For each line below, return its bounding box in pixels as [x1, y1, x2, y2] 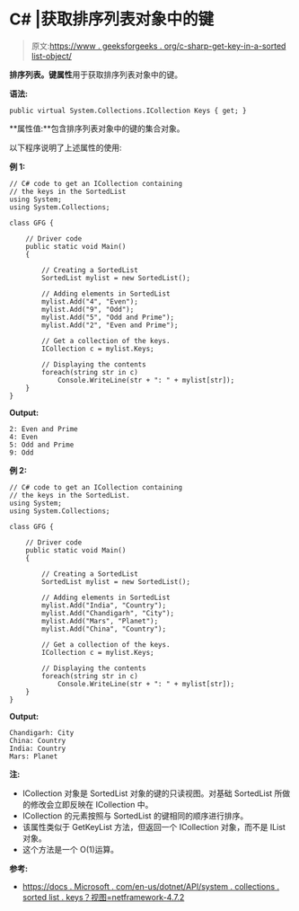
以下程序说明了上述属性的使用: [9, 142, 123, 153]
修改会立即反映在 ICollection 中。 [30, 799, 154, 809]
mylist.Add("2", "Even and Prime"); [41, 321, 179, 330]
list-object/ [31, 50, 72, 61]
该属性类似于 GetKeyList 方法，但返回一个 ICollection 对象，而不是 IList [22, 821, 286, 832]
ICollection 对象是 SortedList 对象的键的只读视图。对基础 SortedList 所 [22, 788, 283, 799]
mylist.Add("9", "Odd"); [41, 305, 135, 314]
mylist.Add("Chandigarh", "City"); [41, 608, 175, 617]
